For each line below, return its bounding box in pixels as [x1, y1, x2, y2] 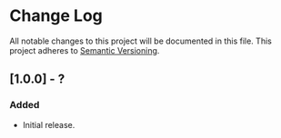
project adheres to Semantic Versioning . [9, 44, 160, 55]
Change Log [9, 5, 103, 26]
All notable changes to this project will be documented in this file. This [9, 35, 273, 46]
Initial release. [22, 119, 75, 130]
